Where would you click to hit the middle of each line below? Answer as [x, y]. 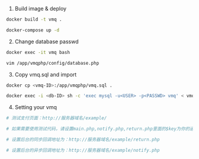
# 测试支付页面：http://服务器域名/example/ [57, 118]
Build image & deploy [41, 9]
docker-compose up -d [33, 30]
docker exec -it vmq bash [38, 52]
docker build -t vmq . [34, 20]
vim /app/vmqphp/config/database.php [53, 63]
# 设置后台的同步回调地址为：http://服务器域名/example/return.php [83, 139]
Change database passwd [46, 42]
